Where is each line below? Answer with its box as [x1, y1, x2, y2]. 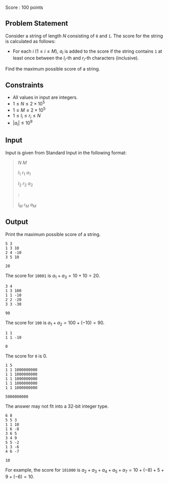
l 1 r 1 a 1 [17, 169, 31, 177]
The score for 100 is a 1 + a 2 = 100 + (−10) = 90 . [5, 320, 105, 327]
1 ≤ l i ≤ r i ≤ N [12, 112, 41, 120]
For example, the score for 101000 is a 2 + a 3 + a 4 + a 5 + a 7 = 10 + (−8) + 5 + [5, 467, 164, 474]
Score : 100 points [5, 5, 43, 10]
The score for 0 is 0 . [5, 353, 47, 359]
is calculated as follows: [5, 38, 56, 44]
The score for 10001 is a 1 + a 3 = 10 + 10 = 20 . [5, 272, 101, 280]
